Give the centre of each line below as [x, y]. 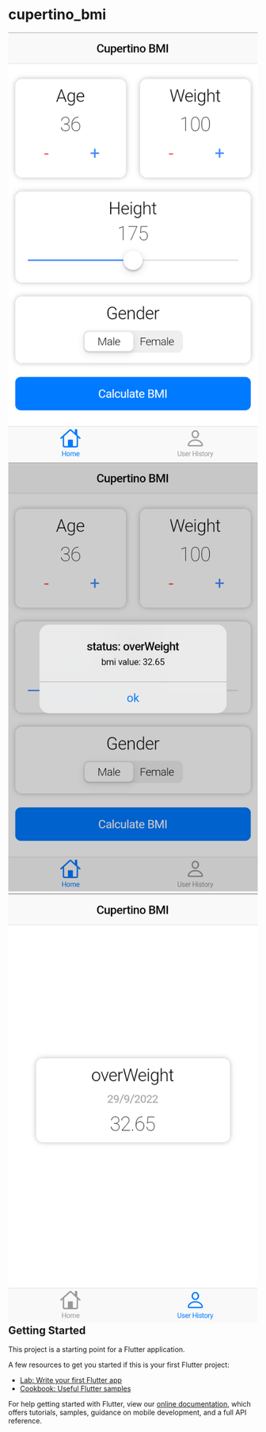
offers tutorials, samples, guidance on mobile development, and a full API [127, 1413]
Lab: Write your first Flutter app [71, 1380]
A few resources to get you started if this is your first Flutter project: [119, 1365]
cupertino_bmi [57, 15]
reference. [25, 1421]
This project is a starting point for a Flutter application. [97, 1349]
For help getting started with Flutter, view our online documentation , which [130, 1404]
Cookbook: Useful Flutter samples [75, 1389]
